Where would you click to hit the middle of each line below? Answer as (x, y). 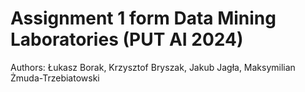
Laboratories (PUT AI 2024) (127, 39)
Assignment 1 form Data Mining (143, 18)
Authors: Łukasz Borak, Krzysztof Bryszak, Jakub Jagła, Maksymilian (153, 67)
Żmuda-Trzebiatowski (55, 78)
